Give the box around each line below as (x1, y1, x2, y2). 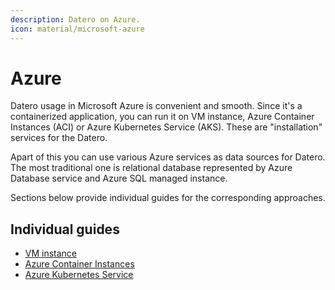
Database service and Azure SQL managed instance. (10, 172, 228, 185)
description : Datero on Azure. (10, 14, 141, 25)
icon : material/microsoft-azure (10, 24, 145, 34)
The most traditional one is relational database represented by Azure (10, 162, 293, 174)
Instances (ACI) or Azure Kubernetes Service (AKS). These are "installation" (10, 121, 323, 133)
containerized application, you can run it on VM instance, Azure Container (10, 111, 315, 123)
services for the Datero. (10, 132, 108, 144)
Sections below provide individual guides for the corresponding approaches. (10, 192, 326, 204)
